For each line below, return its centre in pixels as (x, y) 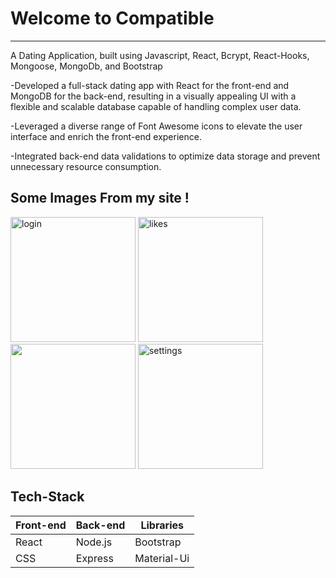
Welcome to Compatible (112, 18)
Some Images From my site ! (100, 198)
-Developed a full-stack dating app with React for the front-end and (150, 85)
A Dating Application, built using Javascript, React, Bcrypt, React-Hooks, (160, 55)
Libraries (162, 525)
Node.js (94, 542)
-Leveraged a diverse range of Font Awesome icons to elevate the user (156, 126)
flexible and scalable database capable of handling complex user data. (156, 106)
